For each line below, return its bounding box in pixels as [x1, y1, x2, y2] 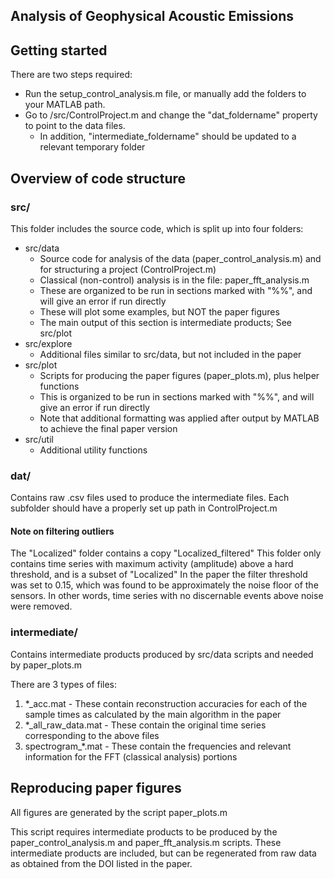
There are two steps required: [10, 69, 133, 81]
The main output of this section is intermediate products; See [39, 316, 292, 328]
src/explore [24, 337, 73, 349]
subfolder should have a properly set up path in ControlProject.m [10, 502, 278, 514]
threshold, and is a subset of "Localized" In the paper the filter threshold [10, 569, 308, 581]
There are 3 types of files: [10, 678, 118, 690]
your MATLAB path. [24, 99, 106, 111]
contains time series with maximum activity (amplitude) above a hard [10, 558, 294, 570]
